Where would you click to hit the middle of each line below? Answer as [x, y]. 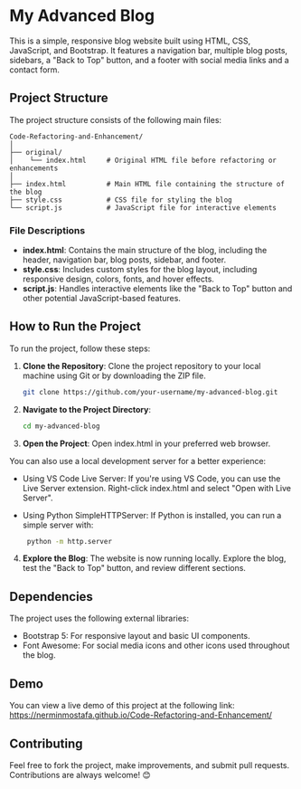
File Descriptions [47, 230]
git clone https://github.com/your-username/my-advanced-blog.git [150, 392]
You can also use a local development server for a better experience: [138, 461]
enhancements [34, 168]
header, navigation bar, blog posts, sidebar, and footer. [124, 260]
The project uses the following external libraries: [99, 618]
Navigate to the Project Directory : [87, 409]
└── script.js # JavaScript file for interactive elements [143, 208]
